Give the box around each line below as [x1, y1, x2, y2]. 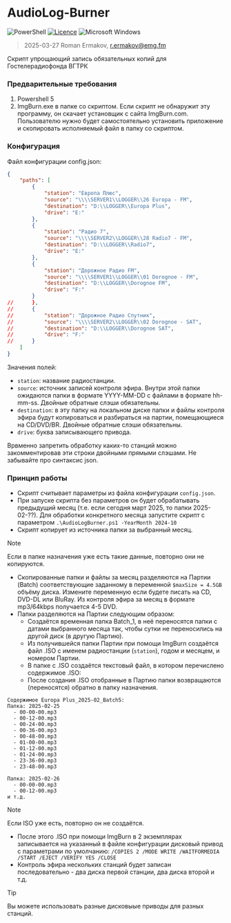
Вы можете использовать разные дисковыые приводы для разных [7, 902, 204, 911]
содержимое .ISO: [27, 669, 81, 677]
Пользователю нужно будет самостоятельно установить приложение [17, 117, 224, 125]
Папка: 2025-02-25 [7, 703, 60, 710]
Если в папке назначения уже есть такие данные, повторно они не [7, 552, 205, 561]
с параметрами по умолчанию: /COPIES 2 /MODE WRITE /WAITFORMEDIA [17, 847, 220, 855]
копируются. [7, 560, 45, 568]
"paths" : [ [19, 177, 51, 184]
